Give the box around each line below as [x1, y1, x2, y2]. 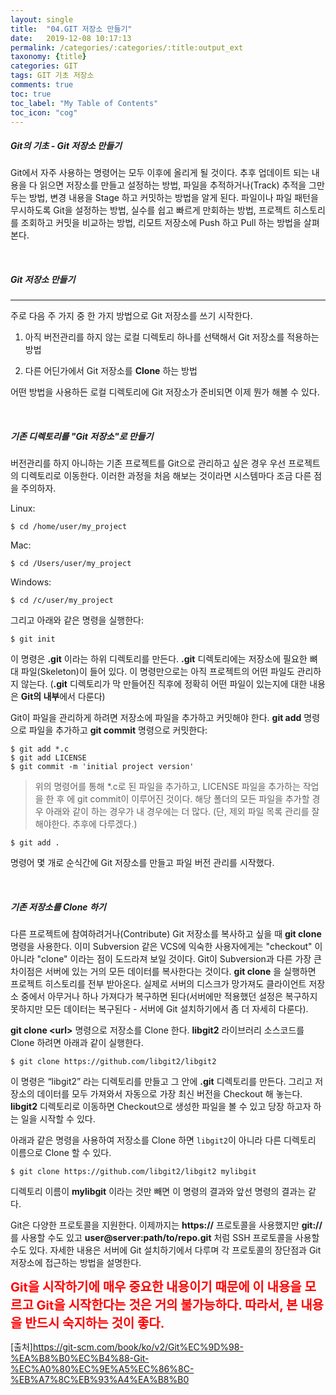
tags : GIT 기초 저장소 [10, 71, 95, 81]
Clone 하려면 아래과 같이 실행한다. [10, 1037, 144, 1049]
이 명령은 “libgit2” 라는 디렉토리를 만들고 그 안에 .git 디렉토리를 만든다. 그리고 [10, 1076, 313, 1088]
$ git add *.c [10, 744, 70, 755]
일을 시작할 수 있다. [20, 1113, 96, 1125]
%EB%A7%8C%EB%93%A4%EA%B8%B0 [10, 1374, 190, 1386]
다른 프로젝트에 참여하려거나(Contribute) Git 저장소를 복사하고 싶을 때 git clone [10, 928, 322, 940]
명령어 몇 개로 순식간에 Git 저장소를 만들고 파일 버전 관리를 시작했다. [10, 857, 275, 869]
